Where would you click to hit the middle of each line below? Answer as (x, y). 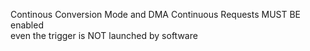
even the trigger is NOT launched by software (104, 35)
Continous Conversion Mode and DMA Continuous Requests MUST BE (156, 14)
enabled (27, 25)
